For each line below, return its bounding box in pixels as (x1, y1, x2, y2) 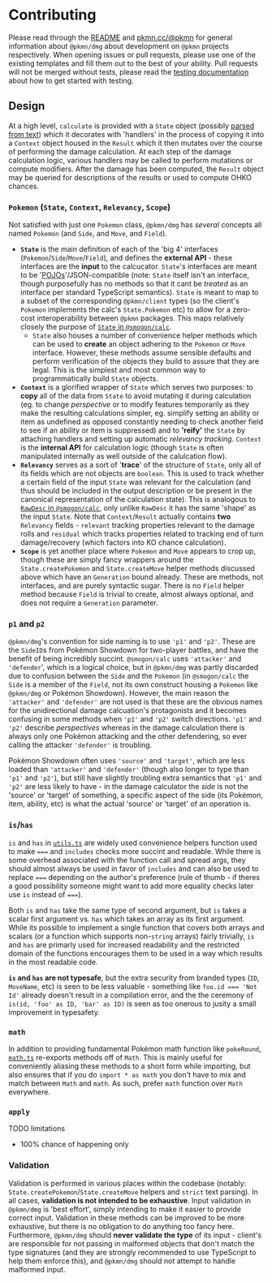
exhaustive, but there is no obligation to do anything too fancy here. (8, 1221, 235, 1231)
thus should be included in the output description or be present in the (19, 486, 253, 496)
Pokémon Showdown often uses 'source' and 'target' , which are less (8, 756, 245, 766)
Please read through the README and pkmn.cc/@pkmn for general (8, 32, 233, 42)
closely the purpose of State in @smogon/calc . (19, 322, 172, 332)
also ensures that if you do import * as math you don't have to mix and (8, 1069, 246, 1079)
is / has (8, 819, 34, 831)
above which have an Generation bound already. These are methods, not (19, 572, 264, 582)
